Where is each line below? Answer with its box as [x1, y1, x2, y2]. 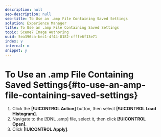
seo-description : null [5, 12, 51, 17]
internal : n [5, 43, 29, 48]
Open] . [12, 121, 27, 127]
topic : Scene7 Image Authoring [5, 30, 69, 35]
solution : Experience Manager [5, 20, 67, 26]
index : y [5, 39, 23, 44]
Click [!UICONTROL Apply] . [12, 126, 69, 132]
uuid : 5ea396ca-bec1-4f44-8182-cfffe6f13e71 [5, 35, 97, 39]
